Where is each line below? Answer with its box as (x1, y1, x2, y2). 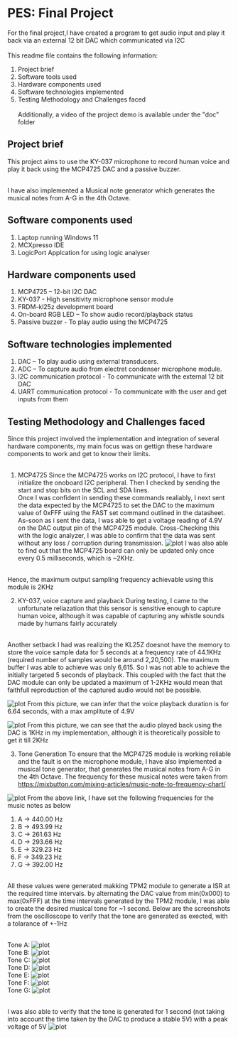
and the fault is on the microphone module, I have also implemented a (17, 757, 222, 765)
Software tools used (17, 72, 77, 81)
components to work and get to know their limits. (7, 450, 151, 458)
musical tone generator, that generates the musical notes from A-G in (17, 765, 221, 773)
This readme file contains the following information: (7, 51, 158, 60)
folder (17, 117, 36, 126)
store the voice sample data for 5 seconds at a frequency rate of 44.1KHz (7, 648, 222, 656)
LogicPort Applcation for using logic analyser (17, 248, 151, 256)
